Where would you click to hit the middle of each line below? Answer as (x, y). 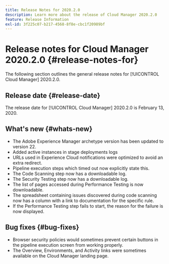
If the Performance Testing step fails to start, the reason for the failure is (88, 206)
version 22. (24, 146)
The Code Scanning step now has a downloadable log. (69, 174)
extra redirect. (27, 162)
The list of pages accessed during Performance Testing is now (78, 184)
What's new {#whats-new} (49, 129)
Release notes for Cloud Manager (77, 49)
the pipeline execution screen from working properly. (68, 245)
